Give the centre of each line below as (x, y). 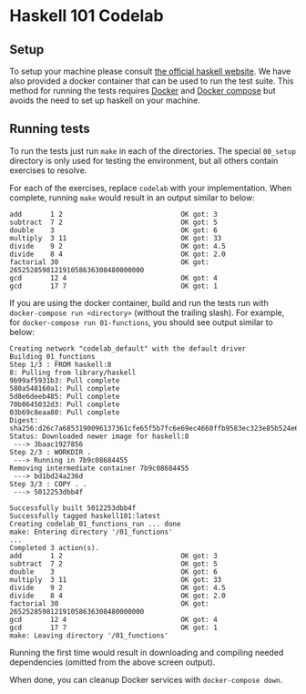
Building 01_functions (52, 356)
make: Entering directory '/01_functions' (91, 532)
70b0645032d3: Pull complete (65, 404)
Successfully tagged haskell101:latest (85, 515)
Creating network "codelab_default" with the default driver (128, 348)
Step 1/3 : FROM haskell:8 (61, 364)
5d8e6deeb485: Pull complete (65, 396)
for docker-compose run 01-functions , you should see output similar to (141, 322)
